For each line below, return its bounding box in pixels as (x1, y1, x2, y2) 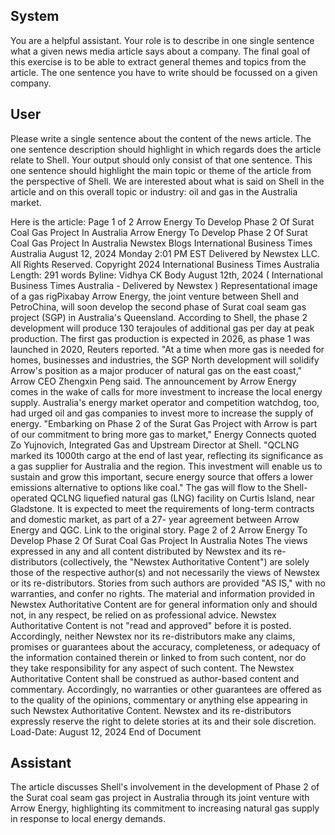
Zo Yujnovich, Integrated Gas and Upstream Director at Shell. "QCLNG (10, 439, 300, 451)
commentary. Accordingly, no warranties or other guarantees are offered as (10, 683, 322, 695)
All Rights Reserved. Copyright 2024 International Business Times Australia (10, 258, 320, 270)
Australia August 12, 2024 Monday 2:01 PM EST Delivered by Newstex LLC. (10, 247, 320, 259)
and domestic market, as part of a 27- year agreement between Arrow (10, 513, 300, 525)
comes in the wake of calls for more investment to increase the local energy (10, 385, 323, 398)
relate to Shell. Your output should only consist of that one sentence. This (10, 154, 313, 166)
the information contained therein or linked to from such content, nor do (10, 651, 307, 663)
